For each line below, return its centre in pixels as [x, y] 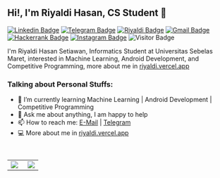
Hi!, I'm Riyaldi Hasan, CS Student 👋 [87, 13]
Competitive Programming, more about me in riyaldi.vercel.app [98, 66]
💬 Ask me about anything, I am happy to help [82, 115]
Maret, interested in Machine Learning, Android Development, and [103, 58]
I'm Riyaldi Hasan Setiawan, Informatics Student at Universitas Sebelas [110, 51]
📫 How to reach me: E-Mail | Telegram [74, 122]
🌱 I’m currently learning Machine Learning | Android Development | [115, 100]
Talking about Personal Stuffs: [60, 84]
